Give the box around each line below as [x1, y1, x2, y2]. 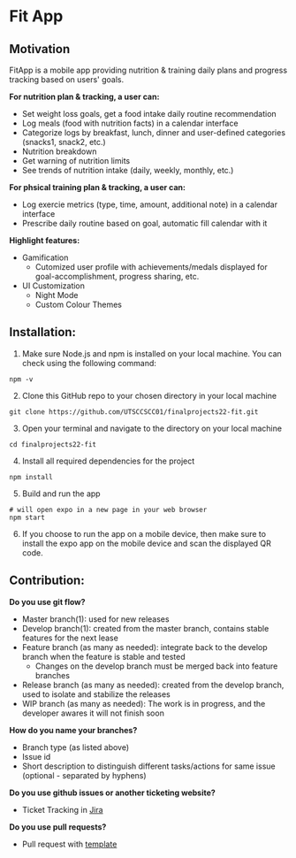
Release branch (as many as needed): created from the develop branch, [21, 679, 285, 690]
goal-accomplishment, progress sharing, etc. [34, 272, 200, 281]
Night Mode [34, 290, 79, 300]
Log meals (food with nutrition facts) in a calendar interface [21, 118, 239, 128]
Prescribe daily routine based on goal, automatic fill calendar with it [21, 218, 268, 228]
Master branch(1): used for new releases [21, 613, 170, 624]
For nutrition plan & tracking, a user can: [9, 91, 160, 102]
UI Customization [21, 280, 86, 291]
